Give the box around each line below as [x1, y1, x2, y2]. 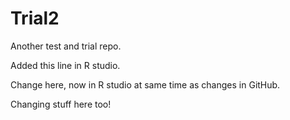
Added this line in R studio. [10, 59, 121, 71]
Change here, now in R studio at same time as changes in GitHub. [10, 78, 281, 91]
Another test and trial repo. [10, 40, 122, 52]
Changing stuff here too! [10, 98, 112, 110]
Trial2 [10, 7, 60, 30]
